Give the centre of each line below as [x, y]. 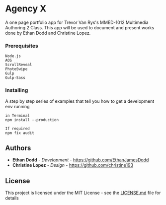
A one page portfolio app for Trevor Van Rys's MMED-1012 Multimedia [77, 22]
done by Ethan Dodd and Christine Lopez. [48, 33]
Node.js [13, 56]
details [12, 198]
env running [17, 106]
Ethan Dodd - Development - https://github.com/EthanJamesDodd [81, 160]
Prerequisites [22, 46]
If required [17, 129]
